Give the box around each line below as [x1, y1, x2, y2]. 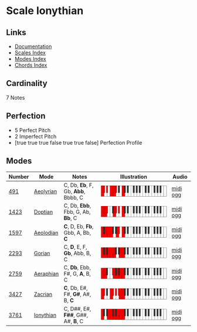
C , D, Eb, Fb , [63, 223, 94, 230]
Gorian [34, 249, 50, 256]
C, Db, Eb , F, [63, 182, 94, 189]
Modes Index [14, 56, 46, 62]
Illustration [120, 173, 148, 180]
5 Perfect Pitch [14, 126, 51, 134]
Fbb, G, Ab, [63, 208, 91, 215]
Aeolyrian [34, 188, 57, 195]
